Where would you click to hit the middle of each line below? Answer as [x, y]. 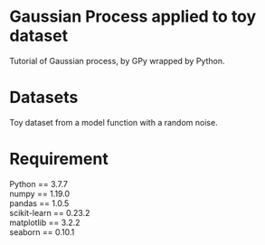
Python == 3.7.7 [39, 184]
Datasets [44, 98]
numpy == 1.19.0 [40, 193]
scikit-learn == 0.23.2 [50, 212]
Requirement [59, 159]
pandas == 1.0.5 [39, 203]
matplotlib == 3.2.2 [45, 222]
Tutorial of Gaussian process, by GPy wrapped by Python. [117, 61]
